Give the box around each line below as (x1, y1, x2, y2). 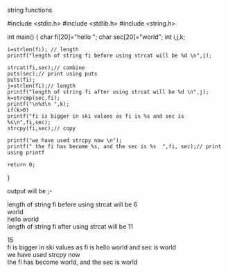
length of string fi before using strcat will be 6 (7, 200, 138, 209)
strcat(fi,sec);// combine (7, 64, 85, 71)
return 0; (7, 161, 36, 168)
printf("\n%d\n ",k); (7, 100, 70, 107)
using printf (7, 149, 45, 156)
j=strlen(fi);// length (7, 82, 76, 89)
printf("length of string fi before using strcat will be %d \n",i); (7, 52, 213, 59)
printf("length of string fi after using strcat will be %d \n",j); (7, 89, 209, 96)
